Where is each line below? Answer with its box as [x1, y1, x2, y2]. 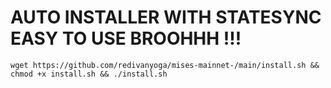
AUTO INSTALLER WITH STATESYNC [10, 6, 322, 29]
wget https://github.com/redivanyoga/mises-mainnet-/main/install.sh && [10, 60, 320, 70]
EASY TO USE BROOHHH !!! [10, 27, 242, 50]
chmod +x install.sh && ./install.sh [10, 69, 168, 79]
